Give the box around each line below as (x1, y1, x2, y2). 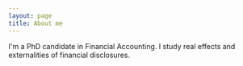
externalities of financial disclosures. (8, 50, 131, 60)
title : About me (8, 19, 63, 27)
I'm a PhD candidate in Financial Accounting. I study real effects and (8, 41, 236, 51)
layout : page (8, 11, 52, 20)
